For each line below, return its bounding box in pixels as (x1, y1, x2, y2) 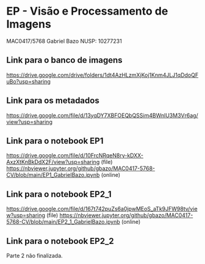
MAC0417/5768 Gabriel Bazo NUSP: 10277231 (6, 37, 122, 45)
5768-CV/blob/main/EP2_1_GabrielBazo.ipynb (6, 218, 120, 226)
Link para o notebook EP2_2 (6, 236, 114, 246)
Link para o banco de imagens (6, 55, 123, 65)
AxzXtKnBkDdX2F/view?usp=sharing (6, 159, 100, 166)
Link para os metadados (6, 96, 99, 106)
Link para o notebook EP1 (6, 135, 104, 146)
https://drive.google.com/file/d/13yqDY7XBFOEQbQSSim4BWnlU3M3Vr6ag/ (6, 112, 198, 119)
